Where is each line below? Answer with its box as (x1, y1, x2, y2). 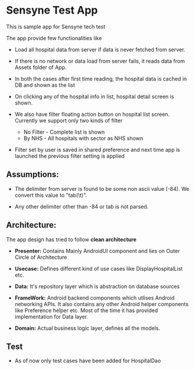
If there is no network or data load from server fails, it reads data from (14, 57, 185, 64)
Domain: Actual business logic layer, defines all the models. (14, 324, 161, 332)
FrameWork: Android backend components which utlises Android (14, 294, 175, 301)
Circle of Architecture (14, 254, 67, 261)
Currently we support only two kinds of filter (14, 116, 123, 124)
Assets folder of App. (14, 63, 67, 71)
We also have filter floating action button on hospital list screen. (14, 111, 170, 118)
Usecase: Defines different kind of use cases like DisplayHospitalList (14, 265, 183, 272)
